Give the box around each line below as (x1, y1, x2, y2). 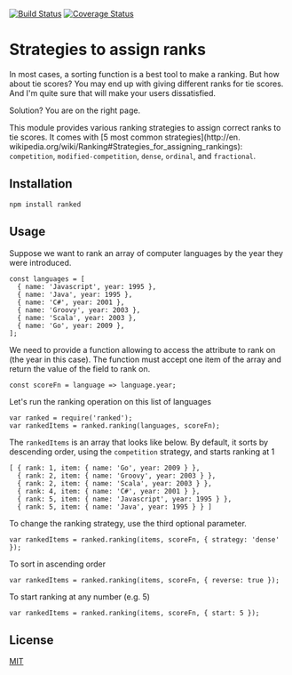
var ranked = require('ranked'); (9, 414, 133, 422)
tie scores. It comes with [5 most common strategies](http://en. (9, 132, 241, 142)
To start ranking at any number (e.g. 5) (9, 591, 151, 602)
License (9, 632, 54, 647)
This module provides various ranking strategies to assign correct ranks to (9, 122, 281, 133)
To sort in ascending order (9, 558, 107, 569)
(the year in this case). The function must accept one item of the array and (9, 354, 282, 365)
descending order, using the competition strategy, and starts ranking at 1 (9, 446, 275, 457)
